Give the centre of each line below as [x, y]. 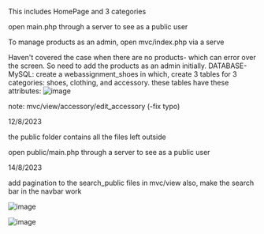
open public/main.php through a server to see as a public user [109, 152]
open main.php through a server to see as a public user [98, 26]
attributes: [25, 91]
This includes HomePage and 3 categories [77, 11]
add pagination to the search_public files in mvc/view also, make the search [131, 183]
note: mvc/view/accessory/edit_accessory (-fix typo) [94, 106]
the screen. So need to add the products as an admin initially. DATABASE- [128, 66]
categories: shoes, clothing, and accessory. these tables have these [119, 83]
